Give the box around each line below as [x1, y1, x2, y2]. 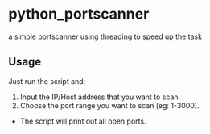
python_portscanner [8, 5, 150, 23]
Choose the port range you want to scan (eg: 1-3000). [19, 100, 200, 110]
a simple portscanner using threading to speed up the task [8, 31, 203, 41]
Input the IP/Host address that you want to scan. [19, 92, 181, 102]
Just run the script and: [8, 76, 86, 86]
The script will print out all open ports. [19, 116, 146, 126]
